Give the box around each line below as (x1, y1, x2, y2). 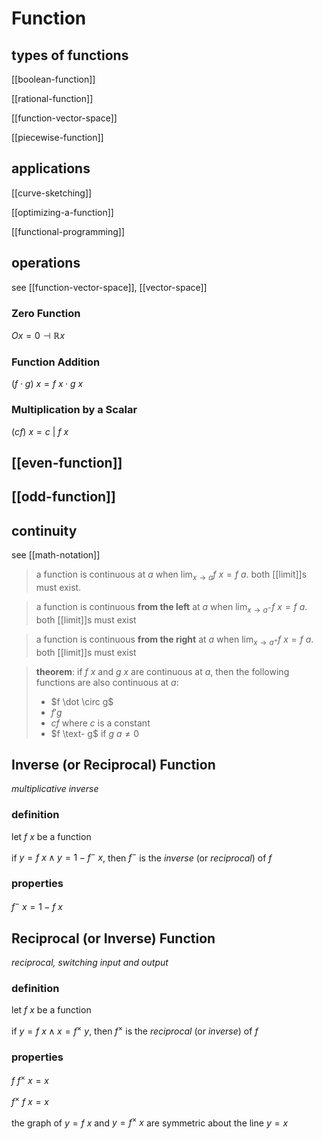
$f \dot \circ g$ (50, 695, 114, 707)
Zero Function (11, 306, 81, 320)
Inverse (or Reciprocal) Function (11, 756, 216, 773)
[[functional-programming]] (11, 225, 125, 237)
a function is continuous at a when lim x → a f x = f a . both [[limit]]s (35, 568, 308, 582)
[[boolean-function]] (11, 73, 96, 85)
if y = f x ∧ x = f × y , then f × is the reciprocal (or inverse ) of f (11, 1023, 259, 1037)
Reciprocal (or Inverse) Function (11, 930, 216, 947)
